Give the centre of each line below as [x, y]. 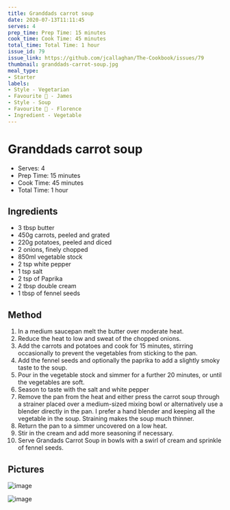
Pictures [26, 469]
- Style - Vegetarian [39, 90]
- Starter [22, 77]
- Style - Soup [29, 103]
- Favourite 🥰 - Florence [44, 109]
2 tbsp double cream [47, 286]
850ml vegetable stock [50, 257]
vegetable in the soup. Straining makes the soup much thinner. [106, 419]
